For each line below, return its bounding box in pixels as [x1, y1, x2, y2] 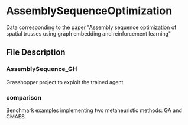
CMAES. [6, 113, 27, 120]
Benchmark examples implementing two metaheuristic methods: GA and [6, 107, 182, 114]
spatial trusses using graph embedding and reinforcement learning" [6, 30, 171, 37]
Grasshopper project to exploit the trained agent [6, 78, 124, 85]
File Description [6, 47, 66, 57]
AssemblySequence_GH [6, 65, 77, 73]
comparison [6, 93, 42, 101]
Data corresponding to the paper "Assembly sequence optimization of [6, 24, 177, 31]
